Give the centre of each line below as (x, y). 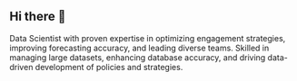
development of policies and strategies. (109, 67)
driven (21, 67)
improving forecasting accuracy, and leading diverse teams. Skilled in (139, 48)
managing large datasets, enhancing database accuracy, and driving (138, 57)
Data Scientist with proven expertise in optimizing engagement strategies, (148, 38)
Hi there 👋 (38, 17)
